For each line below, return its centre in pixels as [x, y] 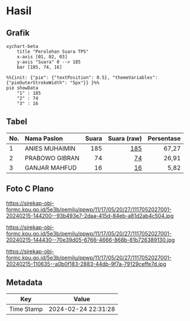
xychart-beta [22, 46]
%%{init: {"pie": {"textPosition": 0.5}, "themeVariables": [82, 78]
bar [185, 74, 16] [39, 67]
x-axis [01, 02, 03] [42, 57]
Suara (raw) [125, 138]
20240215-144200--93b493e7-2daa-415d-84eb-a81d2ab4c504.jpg [90, 215]
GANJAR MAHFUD [51, 167]
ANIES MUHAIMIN [50, 148]
